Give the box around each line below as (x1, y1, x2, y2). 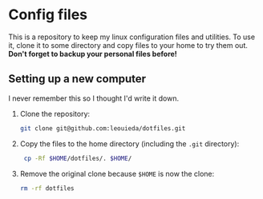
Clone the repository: (19, 109, 91, 118)
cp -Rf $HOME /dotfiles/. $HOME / (23, 154, 132, 162)
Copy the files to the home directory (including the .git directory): (19, 138, 240, 149)
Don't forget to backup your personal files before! (8, 49, 178, 58)
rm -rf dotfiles (19, 184, 75, 193)
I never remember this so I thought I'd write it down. (8, 94, 180, 103)
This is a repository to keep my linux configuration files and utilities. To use (8, 32, 255, 42)
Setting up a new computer (8, 72, 147, 86)
